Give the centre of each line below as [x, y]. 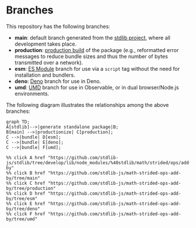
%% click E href [26, 203]
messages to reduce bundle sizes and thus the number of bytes [91, 56]
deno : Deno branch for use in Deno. [58, 81]
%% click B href [26, 173]
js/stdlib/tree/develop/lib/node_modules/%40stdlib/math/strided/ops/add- [99, 163]
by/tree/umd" [22, 219]
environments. [32, 94]
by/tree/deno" [23, 209]
